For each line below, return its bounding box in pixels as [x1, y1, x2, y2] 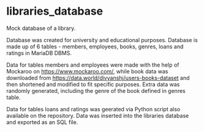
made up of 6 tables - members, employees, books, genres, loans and [6, 43, 184, 50]
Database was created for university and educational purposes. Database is [6, 36, 198, 43]
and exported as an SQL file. [6, 118, 78, 126]
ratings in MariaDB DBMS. [6, 49, 72, 56]
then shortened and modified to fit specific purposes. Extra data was [6, 81, 180, 88]
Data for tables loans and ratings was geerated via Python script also [6, 105, 181, 112]
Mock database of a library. [6, 24, 76, 32]
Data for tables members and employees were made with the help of [6, 61, 179, 68]
